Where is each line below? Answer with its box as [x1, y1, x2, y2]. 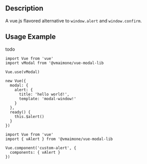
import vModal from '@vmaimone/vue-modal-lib [5, 60, 104, 65]
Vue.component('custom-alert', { [5, 145, 77, 150]
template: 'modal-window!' [18, 96, 77, 101]
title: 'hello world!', [18, 91, 70, 97]
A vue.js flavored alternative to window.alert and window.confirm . [5, 17, 142, 24]
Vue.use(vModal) [5, 69, 40, 75]
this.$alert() [14, 114, 44, 119]
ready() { [10, 109, 31, 114]
